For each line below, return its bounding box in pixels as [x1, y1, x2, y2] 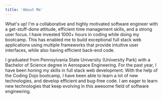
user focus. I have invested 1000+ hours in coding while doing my [5, 31, 140, 37]
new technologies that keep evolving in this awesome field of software [5, 83, 149, 89]
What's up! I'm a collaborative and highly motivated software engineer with [5, 21, 159, 27]
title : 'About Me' [5, 7, 43, 12]
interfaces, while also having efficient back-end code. [5, 47, 115, 53]
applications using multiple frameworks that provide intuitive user [5, 42, 139, 48]
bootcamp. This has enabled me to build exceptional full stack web [5, 37, 142, 43]
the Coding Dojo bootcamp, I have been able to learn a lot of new [5, 72, 138, 78]
